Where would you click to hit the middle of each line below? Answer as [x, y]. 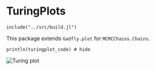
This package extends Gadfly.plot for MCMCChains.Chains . [78, 38]
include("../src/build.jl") [42, 27]
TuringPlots [36, 11]
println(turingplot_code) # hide [48, 49]
